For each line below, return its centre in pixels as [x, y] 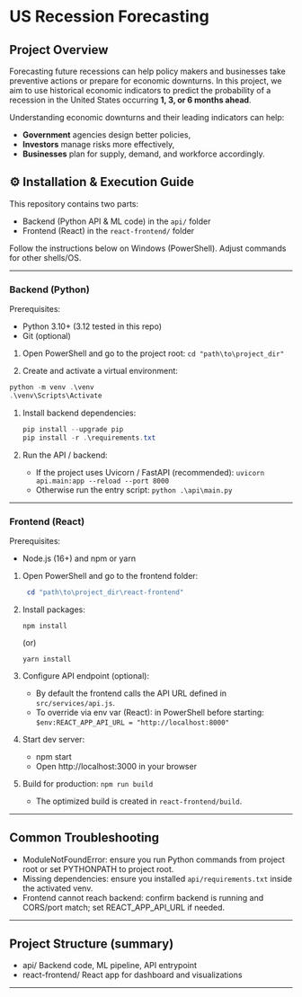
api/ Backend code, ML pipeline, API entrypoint [110, 966]
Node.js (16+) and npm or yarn [79, 558]
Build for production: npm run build [88, 783]
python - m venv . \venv [52, 387]
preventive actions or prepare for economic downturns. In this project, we [146, 81]
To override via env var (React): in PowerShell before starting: [150, 712]
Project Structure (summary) [92, 944]
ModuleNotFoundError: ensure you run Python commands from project [154, 859]
